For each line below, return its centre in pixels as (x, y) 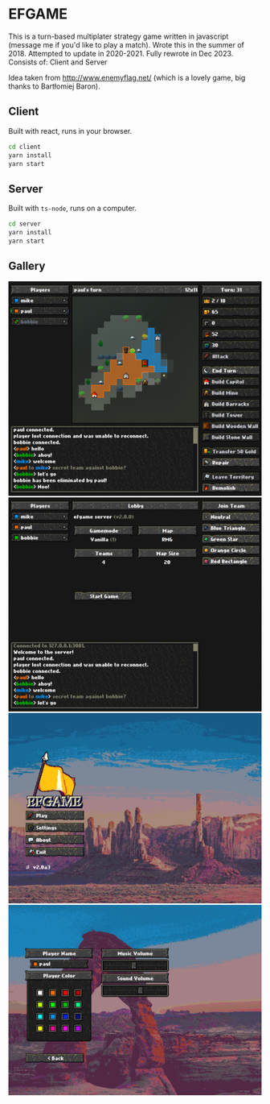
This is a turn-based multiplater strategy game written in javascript (119, 36)
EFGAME (38, 14)
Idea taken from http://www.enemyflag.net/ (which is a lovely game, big (127, 77)
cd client (25, 147)
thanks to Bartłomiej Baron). (54, 86)
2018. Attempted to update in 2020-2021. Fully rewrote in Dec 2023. (121, 53)
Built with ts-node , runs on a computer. (72, 208)
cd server (25, 224)
